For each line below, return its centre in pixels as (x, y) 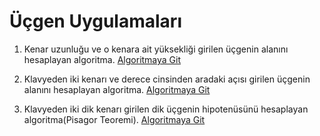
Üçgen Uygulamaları (95, 21)
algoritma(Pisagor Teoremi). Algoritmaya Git (114, 119)
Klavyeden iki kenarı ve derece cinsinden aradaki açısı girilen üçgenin (167, 79)
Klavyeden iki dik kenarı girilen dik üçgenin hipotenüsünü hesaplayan (166, 109)
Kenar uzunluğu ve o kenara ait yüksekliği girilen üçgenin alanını (156, 49)
